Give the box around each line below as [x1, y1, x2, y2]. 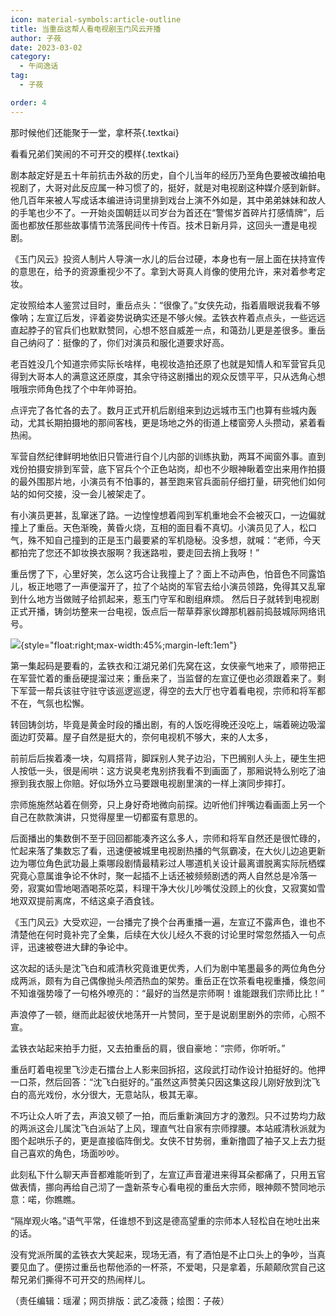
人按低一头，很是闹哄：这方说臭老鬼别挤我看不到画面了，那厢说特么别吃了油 [10, 764, 326, 776]
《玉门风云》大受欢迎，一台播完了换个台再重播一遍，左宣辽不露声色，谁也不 [10, 916, 326, 928]
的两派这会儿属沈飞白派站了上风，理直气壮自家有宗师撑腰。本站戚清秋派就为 [10, 1122, 326, 1134]
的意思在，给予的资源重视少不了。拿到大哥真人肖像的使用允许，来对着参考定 [10, 265, 326, 277]
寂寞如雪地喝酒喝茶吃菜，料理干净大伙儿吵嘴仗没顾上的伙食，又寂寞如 [27, 882, 317, 894]
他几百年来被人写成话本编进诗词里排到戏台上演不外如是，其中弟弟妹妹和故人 [10, 194, 326, 206]
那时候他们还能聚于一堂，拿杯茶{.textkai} [10, 126, 180, 138]
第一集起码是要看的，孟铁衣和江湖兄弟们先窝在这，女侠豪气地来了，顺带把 [10, 659, 317, 671]
